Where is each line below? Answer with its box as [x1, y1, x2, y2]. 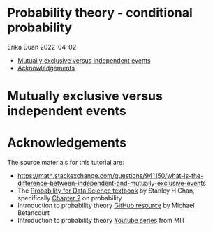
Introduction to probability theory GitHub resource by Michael [17, 201, 195, 210]
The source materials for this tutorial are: [7, 158, 124, 167]
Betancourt [17, 209, 50, 217]
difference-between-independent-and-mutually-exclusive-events [17, 179, 206, 188]
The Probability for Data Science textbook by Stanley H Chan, [17, 186, 195, 195]
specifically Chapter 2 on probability [17, 194, 122, 202]
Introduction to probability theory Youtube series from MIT [17, 216, 186, 225]
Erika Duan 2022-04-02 [7, 43, 77, 51]
